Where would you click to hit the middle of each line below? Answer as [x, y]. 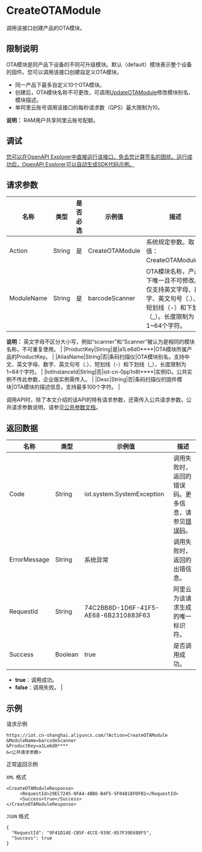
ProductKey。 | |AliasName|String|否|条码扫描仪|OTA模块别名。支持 [100, 357]
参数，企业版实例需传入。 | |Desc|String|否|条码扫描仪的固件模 [105, 380]
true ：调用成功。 [36, 680]
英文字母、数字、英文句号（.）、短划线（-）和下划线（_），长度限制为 [101, 365]
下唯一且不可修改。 [173, 281]
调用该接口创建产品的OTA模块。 [46, 28]
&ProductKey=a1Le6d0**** [37, 746]
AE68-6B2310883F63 [117, 615]
